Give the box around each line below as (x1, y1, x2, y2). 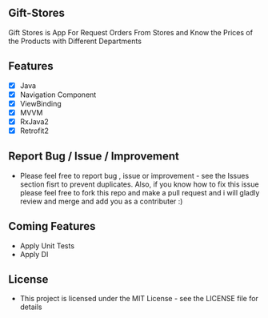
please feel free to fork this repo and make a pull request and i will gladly (19, 187, 260, 197)
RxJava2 (19, 116, 50, 127)
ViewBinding (19, 99, 62, 108)
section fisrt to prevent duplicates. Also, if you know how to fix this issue (19, 179, 259, 189)
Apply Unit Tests (19, 240, 74, 251)
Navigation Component (19, 90, 97, 99)
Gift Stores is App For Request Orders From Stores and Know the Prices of (8, 27, 254, 37)
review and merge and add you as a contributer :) (19, 196, 183, 206)
